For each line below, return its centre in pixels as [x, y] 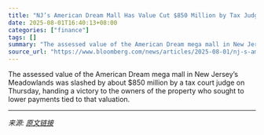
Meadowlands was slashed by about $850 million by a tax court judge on [126, 82]
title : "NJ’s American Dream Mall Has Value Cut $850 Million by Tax [125, 15]
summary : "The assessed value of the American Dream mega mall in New [126, 45]
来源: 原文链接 [31, 123]
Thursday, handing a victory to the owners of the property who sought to [126, 91]
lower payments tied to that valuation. [69, 99]
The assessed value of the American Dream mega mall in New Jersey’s [123, 74]
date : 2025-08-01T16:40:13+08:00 [63, 23]
